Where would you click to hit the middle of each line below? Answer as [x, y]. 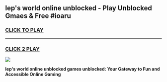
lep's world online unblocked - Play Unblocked [79, 8]
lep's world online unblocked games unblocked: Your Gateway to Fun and [83, 69]
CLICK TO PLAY [24, 30]
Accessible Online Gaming [33, 74]
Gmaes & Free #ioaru [38, 16]
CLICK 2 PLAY [22, 49]
